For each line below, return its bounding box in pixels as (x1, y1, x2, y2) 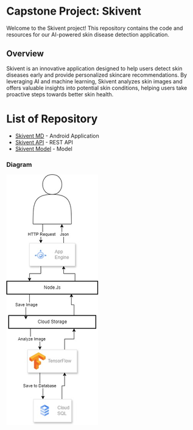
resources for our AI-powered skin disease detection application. (6, 30, 169, 38)
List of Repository (6, 111, 98, 125)
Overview (6, 49, 44, 59)
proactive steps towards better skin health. (6, 90, 114, 98)
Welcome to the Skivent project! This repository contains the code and (6, 24, 183, 32)
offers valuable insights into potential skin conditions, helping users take (6, 84, 188, 91)
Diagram (6, 160, 32, 169)
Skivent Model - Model (15, 145, 73, 152)
